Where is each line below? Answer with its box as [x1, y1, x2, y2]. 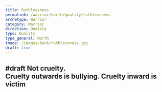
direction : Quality [5, 26, 47, 32]
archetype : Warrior [5, 17, 47, 22]
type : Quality [5, 31, 36, 36]
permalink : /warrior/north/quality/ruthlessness [5, 12, 111, 17]
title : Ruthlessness [5, 7, 50, 13]
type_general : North [5, 36, 50, 41]
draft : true [5, 45, 31, 50]
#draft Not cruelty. [5, 64, 66, 73]
